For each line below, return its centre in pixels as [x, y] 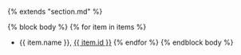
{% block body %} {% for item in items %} [77, 27]
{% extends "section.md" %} [55, 12]
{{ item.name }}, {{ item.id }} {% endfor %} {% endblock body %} [126, 42]
